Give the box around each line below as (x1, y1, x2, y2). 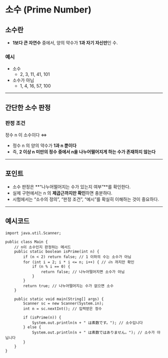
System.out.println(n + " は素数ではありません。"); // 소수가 (31, 330, 155, 335)
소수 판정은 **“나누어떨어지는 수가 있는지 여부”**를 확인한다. (12, 183, 131, 189)
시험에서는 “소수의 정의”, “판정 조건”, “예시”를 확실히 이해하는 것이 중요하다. (12, 196, 159, 202)
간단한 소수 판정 (5, 103, 51, 112)
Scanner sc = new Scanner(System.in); (23, 300, 104, 306)
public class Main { (5, 239, 48, 244)
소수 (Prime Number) (5, 4, 91, 15)
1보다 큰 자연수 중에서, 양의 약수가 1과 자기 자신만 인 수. (12, 40, 118, 45)
